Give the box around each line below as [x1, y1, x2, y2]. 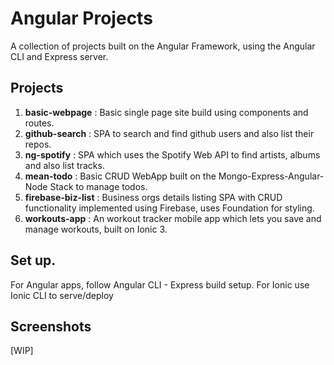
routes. [24, 117, 55, 129]
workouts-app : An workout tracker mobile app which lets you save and [24, 212, 322, 224]
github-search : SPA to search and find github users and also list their [24, 127, 315, 139]
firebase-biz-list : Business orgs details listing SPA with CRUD [24, 191, 283, 203]
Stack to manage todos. [49, 180, 148, 192]
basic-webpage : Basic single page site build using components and [24, 106, 309, 118]
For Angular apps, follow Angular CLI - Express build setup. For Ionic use [10, 278, 310, 291]
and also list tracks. [24, 159, 105, 171]
